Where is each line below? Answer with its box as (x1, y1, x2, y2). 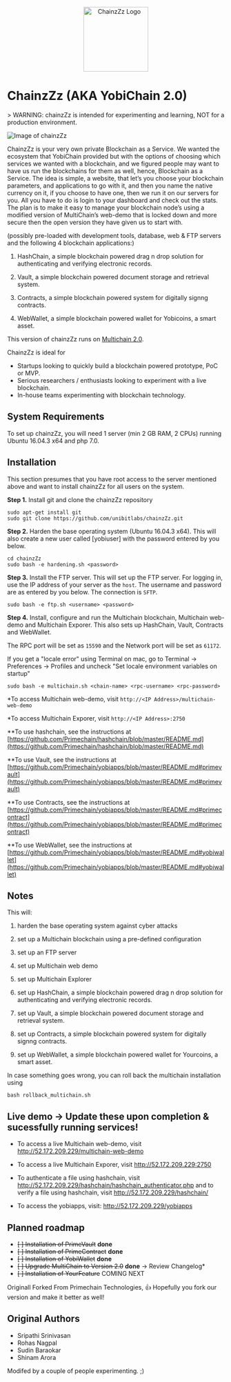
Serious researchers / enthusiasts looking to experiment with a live (17, 376, 207, 384)
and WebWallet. (7, 628, 52, 636)
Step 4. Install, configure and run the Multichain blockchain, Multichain (7, 613, 208, 621)
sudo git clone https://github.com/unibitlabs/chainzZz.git (7, 514, 184, 522)
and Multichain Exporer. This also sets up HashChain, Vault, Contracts (25, 621, 224, 629)
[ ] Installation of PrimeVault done (17, 1240, 112, 1248)
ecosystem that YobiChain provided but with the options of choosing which (7, 152, 221, 160)
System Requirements (7, 411, 105, 423)
